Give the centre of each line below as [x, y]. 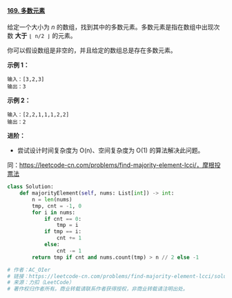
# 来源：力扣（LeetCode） [41, 283]
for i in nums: [54, 212]
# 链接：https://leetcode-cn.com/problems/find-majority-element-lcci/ [111, 276]
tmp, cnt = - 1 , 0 [57, 206]
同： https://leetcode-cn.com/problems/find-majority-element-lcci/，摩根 [111, 165]
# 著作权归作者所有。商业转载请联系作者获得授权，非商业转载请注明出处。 [98, 289]
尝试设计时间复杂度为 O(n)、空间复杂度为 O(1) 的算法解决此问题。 [110, 150]
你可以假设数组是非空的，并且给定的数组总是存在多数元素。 [92, 50]
